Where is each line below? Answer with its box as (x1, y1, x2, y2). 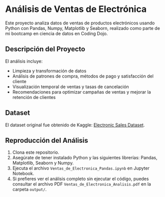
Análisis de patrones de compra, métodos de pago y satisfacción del (12, 73, 154, 79)
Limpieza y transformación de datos (12, 68, 87, 74)
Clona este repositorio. (12, 149, 59, 155)
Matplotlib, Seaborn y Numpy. (12, 160, 74, 166)
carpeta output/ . (12, 187, 47, 193)
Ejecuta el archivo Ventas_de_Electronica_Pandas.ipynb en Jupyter (12, 165, 150, 171)
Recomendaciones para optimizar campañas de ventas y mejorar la (12, 89, 151, 95)
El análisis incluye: (5, 58, 43, 64)
